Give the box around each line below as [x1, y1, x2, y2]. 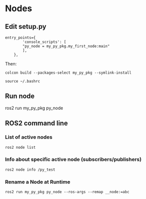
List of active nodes [5, 134, 53, 140]
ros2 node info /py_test [5, 167, 55, 172]
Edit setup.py [5, 22, 47, 31]
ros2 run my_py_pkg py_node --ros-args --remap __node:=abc [5, 190, 130, 195]
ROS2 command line [5, 119, 68, 127]
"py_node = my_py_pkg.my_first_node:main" [22, 44, 110, 49]
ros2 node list [5, 145, 36, 150]
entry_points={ [5, 35, 36, 40]
